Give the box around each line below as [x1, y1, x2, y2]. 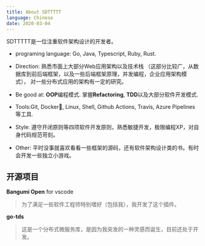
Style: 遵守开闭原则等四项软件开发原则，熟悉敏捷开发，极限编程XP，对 [15, 124, 194, 131]
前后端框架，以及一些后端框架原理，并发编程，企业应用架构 [31, 70, 182, 78]
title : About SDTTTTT [6, 9, 62, 15]
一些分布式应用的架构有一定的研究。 [35, 78, 127, 86]
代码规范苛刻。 [20, 131, 59, 138]
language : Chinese [6, 15, 53, 21]
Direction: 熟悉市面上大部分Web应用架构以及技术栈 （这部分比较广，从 [15, 62, 194, 70]
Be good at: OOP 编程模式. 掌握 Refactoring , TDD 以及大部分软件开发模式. [15, 91, 199, 99]
